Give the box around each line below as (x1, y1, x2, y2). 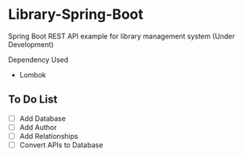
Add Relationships (19, 131, 78, 140)
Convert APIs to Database (19, 140, 103, 150)
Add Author (19, 122, 57, 132)
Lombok (19, 70, 47, 79)
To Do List (8, 93, 58, 107)
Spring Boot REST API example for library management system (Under (8, 31, 235, 41)
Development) (8, 39, 54, 49)
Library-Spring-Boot (8, 5, 143, 24)
